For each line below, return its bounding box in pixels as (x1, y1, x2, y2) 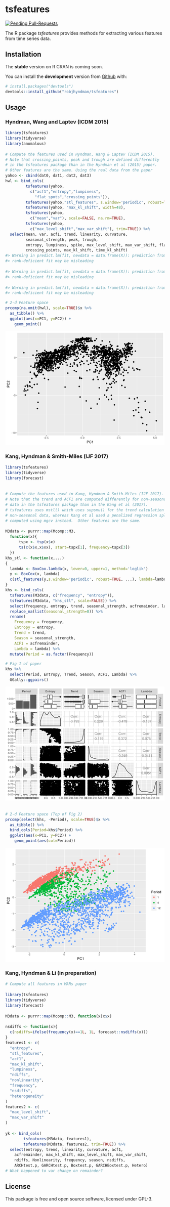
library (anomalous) (5, 141, 47, 146)
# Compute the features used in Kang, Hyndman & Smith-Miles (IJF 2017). (5, 492, 164, 497)
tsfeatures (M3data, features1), (23, 1136, 92, 1141)
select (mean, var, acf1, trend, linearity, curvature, (10, 232, 128, 237)
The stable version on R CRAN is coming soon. (5, 63, 103, 69)
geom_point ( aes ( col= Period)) (14, 838, 76, 843)
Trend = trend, (14, 630, 47, 635)
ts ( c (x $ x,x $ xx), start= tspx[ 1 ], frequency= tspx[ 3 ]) (18, 545, 130, 550)
